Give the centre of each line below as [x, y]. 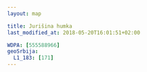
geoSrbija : [23, 52]
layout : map [24, 13]
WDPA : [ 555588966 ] [33, 45]
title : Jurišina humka [40, 26]
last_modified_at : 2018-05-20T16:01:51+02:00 [73, 33]
